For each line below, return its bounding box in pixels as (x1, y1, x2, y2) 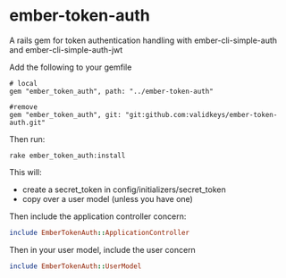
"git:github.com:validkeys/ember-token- (124, 110, 278, 119)
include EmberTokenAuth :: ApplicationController (9, 228, 190, 237)
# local (9, 79, 38, 88)
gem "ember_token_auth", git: (9, 110, 122, 119)
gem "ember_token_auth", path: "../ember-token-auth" (9, 87, 214, 96)
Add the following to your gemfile (9, 62, 132, 72)
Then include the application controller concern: (9, 211, 187, 222)
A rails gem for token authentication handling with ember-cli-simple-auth (9, 35, 278, 46)
